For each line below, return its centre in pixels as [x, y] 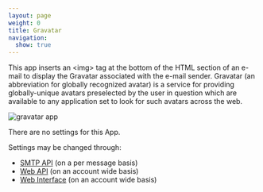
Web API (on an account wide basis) [79, 171]
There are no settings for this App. [64, 132]
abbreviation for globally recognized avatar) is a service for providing [121, 85]
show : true [33, 45]
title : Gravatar [35, 30]
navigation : [28, 38]
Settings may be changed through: [65, 148]
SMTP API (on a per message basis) [79, 163]
